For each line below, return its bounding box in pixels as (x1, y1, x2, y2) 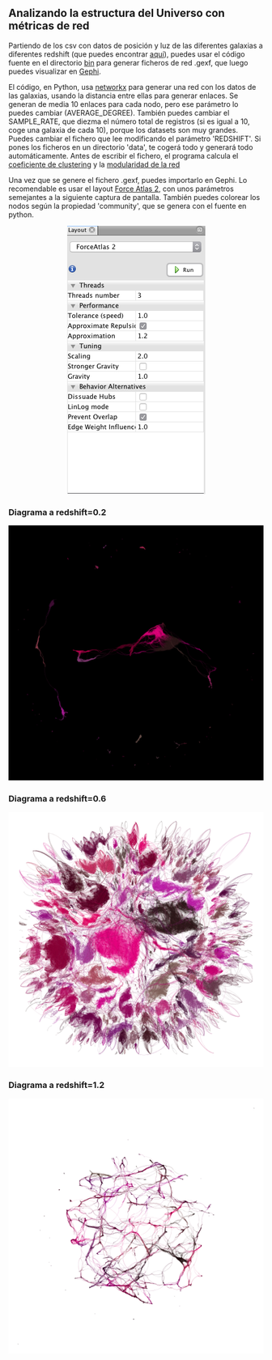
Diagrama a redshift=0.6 (8, 793, 107, 805)
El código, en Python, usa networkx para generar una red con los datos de (8, 82, 257, 91)
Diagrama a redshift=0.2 (8, 506, 107, 517)
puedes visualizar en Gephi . (8, 66, 101, 76)
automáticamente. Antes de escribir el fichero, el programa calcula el (8, 151, 239, 160)
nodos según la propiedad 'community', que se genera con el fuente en (8, 201, 247, 210)
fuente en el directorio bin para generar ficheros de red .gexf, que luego (8, 57, 249, 67)
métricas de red (8, 19, 90, 33)
